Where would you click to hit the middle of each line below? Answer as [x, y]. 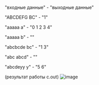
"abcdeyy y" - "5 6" [26, 67]
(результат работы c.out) [32, 77]
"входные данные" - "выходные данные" [49, 7]
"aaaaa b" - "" [20, 37]
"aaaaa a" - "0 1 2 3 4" [29, 27]
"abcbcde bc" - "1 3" [27, 47]
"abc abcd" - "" [21, 57]
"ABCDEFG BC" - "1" [26, 17]
